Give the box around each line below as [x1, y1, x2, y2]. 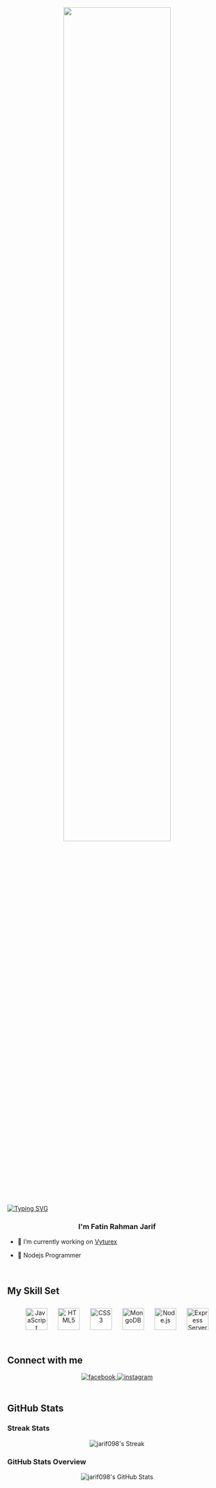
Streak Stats [7, 1424, 50, 1434]
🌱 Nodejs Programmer [17, 1251, 82, 1260]
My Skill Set [7, 1285, 60, 1297]
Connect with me [7, 1354, 84, 1366]
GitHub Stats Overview [7, 1457, 86, 1466]
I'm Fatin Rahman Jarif [78, 1221, 156, 1231]
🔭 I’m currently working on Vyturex [17, 1237, 118, 1246]
